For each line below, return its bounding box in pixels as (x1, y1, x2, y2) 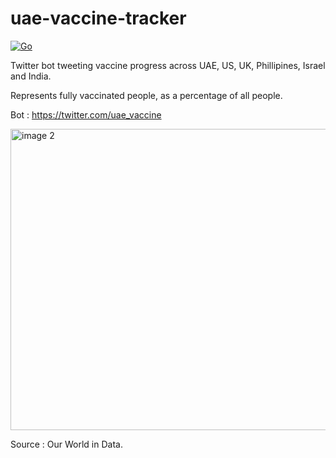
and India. (10, 70, 52, 82)
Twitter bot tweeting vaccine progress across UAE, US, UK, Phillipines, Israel (10, 59, 326, 71)
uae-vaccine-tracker (10, 7, 187, 30)
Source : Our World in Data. (10, 438, 123, 450)
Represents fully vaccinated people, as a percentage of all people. (10, 89, 283, 101)
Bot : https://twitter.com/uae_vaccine (10, 108, 162, 121)
